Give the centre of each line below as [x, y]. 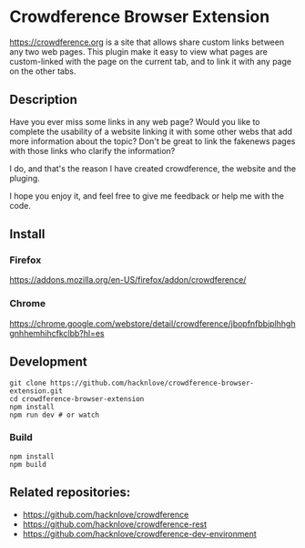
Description [43, 100]
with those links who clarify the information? [92, 150]
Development [49, 362]
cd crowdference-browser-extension [77, 398]
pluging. [25, 178]
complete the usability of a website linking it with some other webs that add [151, 131]
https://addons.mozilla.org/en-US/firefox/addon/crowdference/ [128, 280]
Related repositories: [70, 493]
